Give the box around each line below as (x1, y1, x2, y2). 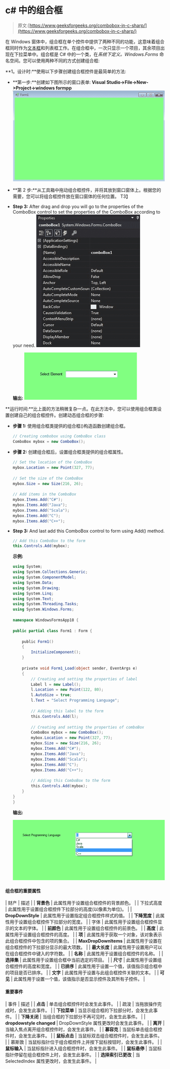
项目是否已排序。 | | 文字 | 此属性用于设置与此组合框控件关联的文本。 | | (9, 970, 159, 976)
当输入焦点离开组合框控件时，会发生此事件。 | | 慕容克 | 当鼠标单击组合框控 (5, 1026, 162, 1032)
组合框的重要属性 (5, 887, 41, 893)
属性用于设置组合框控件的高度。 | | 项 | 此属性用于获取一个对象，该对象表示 (5, 932, 162, 938)
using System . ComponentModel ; (12, 575, 77, 580)
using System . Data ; (12, 580, 54, 585)
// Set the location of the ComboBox (12, 460, 93, 465)
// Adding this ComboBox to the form (31, 778, 110, 783)
